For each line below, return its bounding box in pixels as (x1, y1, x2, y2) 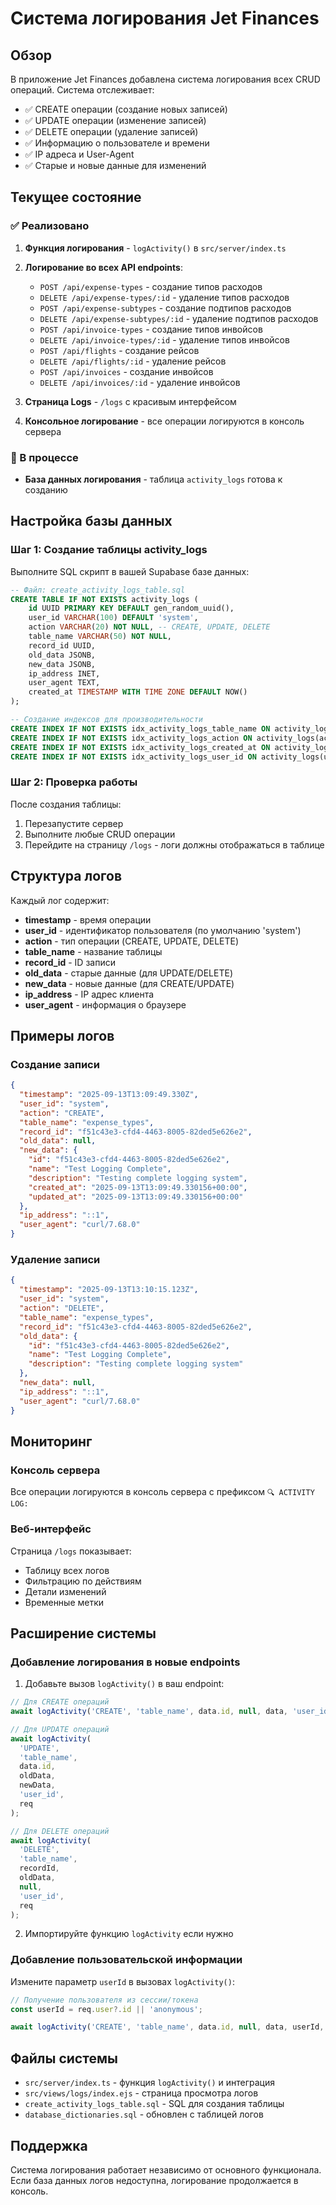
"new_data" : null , (19, 1378, 97, 1388)
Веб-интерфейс (10, 1522, 92, 1536)
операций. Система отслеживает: (10, 84, 155, 96)
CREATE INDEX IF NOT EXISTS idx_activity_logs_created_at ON (10, 742, 271, 752)
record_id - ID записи (24, 956, 116, 968)
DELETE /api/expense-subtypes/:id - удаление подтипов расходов (39, 312, 319, 324)
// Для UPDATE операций (10, 1724, 110, 1734)
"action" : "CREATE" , (19, 1108, 105, 1118)
